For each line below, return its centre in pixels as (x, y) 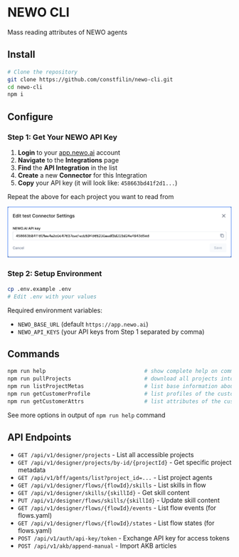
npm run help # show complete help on (113, 372)
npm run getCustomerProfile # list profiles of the (111, 394)
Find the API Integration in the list (67, 168)
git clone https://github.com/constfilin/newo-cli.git (90, 79)
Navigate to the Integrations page (68, 160)
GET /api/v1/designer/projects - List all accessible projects (106, 454)
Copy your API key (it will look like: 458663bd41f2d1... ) (97, 183)
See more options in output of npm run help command (86, 415)
